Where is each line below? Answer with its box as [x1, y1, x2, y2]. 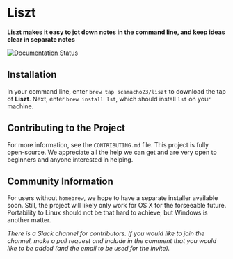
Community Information [7, 175, 113, 187]
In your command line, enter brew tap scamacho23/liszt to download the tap [7, 87, 226, 95]
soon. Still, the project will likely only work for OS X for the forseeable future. [7, 201, 227, 210]
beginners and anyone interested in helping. [7, 155, 134, 164]
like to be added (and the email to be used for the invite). [7, 244, 170, 253]
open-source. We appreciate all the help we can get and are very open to [7, 148, 217, 156]
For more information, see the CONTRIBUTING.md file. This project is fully [7, 140, 209, 149]
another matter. [7, 216, 51, 224]
